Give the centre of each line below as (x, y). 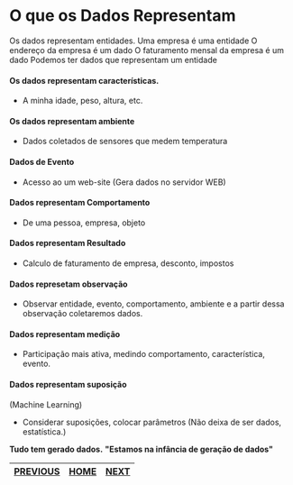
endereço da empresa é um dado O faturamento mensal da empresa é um (146, 50)
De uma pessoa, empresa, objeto (84, 223)
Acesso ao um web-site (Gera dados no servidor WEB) (124, 182)
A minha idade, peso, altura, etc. (82, 101)
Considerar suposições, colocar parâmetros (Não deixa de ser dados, (152, 422)
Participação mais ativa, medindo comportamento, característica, (144, 354)
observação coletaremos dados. (82, 314)
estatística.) (44, 431)
